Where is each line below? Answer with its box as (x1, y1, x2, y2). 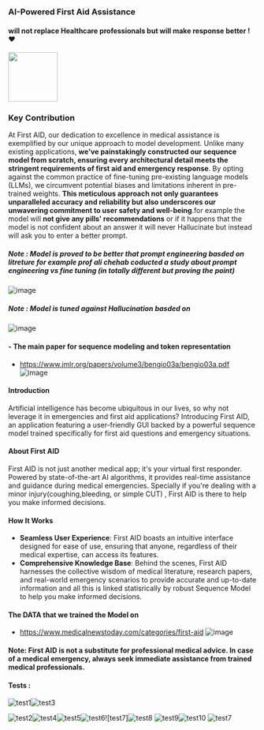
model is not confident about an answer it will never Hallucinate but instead (8, 223, 252, 232)
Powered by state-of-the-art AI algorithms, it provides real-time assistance (8, 472, 251, 481)
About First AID (8, 447, 60, 456)
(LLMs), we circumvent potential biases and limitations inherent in (8, 181, 221, 190)
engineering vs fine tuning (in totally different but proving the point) (8, 266, 235, 275)
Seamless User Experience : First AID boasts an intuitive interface (19, 533, 234, 543)
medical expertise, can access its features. (19, 550, 159, 560)
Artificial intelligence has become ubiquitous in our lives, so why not (8, 403, 229, 413)
